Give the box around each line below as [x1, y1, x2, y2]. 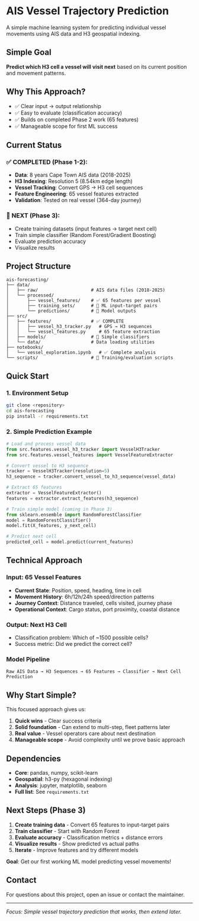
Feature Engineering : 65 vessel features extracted [14, 190, 139, 197]
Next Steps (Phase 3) [6, 805, 86, 815]
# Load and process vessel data [6, 441, 86, 447]
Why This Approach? [6, 87, 86, 97]
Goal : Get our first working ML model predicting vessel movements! [6, 857, 172, 865]
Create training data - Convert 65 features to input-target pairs [14, 821, 170, 828]
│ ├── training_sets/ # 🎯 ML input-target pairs [6, 303, 158, 309]
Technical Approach [6, 556, 83, 566]
